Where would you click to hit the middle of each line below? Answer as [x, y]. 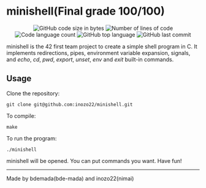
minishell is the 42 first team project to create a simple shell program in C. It [102, 46]
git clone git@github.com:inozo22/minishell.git [70, 104]
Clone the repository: [33, 93]
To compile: [21, 116]
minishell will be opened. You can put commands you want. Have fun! [94, 161]
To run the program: [32, 138]
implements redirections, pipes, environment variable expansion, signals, [98, 52]
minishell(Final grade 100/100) [86, 11]
